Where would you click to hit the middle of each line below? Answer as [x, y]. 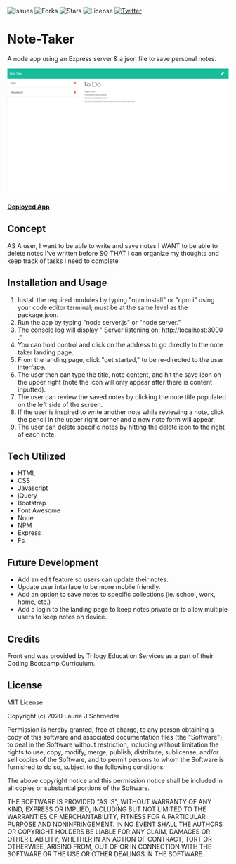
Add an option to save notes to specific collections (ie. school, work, [116, 595]
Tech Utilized [37, 457]
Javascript [33, 488]
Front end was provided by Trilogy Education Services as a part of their [111, 656]
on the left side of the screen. [60, 404]
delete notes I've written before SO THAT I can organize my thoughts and [113, 253]
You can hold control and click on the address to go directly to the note [120, 344]
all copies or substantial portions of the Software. [78, 788]
